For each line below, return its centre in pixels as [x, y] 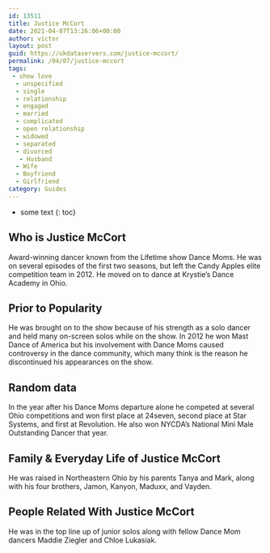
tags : [17, 69]
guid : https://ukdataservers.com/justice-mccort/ [94, 53]
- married [32, 114]
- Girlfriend [38, 182]
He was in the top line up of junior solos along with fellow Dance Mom [124, 531]
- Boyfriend [36, 174]
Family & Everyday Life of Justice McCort [114, 458]
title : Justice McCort [46, 23]
